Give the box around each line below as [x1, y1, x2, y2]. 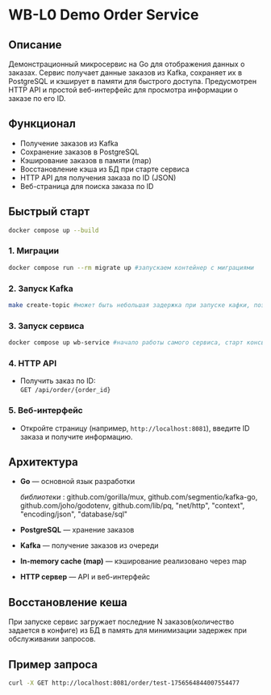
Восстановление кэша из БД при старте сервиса [19, 164, 190, 174]
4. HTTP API [8, 357, 57, 369]
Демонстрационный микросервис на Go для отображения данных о [8, 59, 245, 69]
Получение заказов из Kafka [19, 138, 119, 148]
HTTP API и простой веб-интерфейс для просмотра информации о [8, 85, 239, 95]
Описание [8, 38, 62, 52]
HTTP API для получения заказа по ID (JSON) [19, 172, 177, 183]
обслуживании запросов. [8, 634, 96, 644]
